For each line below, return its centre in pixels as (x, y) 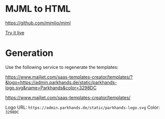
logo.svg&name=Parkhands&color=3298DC (51, 88)
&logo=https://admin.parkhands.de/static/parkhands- (61, 82)
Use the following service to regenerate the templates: (62, 67)
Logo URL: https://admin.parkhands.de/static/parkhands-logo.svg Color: (83, 107)
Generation (29, 53)
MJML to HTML (38, 9)
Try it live (15, 32)
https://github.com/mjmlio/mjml (38, 23)
